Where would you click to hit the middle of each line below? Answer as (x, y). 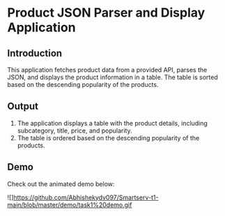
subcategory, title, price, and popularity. (75, 131)
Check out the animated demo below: (61, 184)
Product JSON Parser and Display (106, 13)
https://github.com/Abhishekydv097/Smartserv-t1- (86, 197)
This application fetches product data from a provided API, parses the (107, 70)
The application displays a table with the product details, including (112, 123)
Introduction (35, 53)
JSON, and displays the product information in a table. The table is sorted (113, 77)
